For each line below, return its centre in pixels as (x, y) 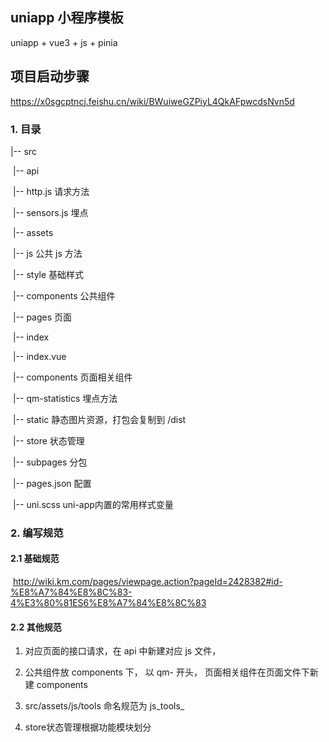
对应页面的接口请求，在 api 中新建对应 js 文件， (123, 651)
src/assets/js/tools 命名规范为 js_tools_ (104, 706)
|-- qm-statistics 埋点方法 (65, 398)
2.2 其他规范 (36, 627)
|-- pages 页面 (42, 317)
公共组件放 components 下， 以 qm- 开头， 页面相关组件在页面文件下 (167, 672)
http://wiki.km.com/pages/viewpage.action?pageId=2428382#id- (147, 582)
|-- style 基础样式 (48, 274)
